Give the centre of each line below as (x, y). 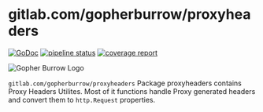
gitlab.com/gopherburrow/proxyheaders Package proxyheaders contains (125, 83)
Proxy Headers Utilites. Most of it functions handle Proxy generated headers (132, 91)
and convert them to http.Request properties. (82, 99)
